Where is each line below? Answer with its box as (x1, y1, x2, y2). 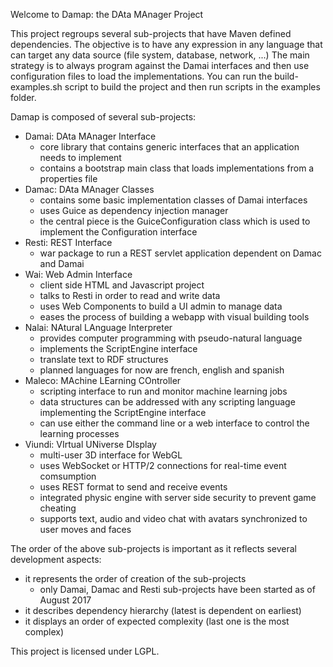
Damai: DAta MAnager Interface (24, 130, 157, 142)
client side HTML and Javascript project (39, 279, 205, 291)
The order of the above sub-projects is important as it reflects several (10, 543, 298, 554)
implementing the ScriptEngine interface (39, 407, 207, 418)
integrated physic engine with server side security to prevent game (39, 492, 317, 503)
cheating (39, 502, 77, 514)
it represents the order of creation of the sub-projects (24, 573, 247, 584)
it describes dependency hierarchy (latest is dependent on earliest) (24, 605, 302, 616)
